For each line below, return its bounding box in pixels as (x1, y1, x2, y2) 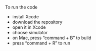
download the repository (12, 19, 63, 25)
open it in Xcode (12, 24, 46, 30)
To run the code (5, 4, 38, 10)
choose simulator (12, 30, 48, 35)
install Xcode (12, 14, 39, 19)
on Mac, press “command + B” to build (12, 35, 92, 41)
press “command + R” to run (12, 40, 71, 46)
